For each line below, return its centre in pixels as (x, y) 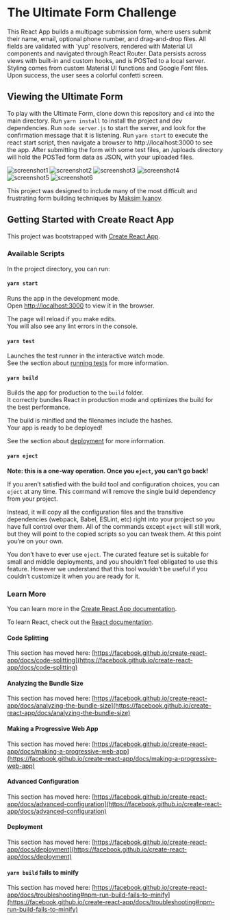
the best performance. (39, 407)
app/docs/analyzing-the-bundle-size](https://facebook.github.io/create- (110, 706)
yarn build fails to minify (43, 872)
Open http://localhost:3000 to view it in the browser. (81, 306)
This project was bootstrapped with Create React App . (84, 236)
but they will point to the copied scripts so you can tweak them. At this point (114, 534)
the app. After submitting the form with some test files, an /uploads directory (115, 149)
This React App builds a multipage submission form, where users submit (109, 32)
